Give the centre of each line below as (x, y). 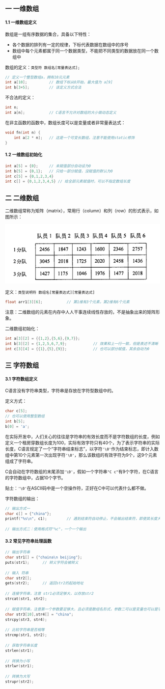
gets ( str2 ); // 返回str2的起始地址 (44, 583)
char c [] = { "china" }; (28, 514)
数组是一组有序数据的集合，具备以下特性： (48, 34)
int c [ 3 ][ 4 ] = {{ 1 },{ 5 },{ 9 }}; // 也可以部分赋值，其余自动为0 (77, 349)
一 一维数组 (22, 9)
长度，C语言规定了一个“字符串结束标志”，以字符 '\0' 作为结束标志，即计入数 (82, 449)
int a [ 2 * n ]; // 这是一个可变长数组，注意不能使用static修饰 (74, 138)
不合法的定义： (20, 98)
